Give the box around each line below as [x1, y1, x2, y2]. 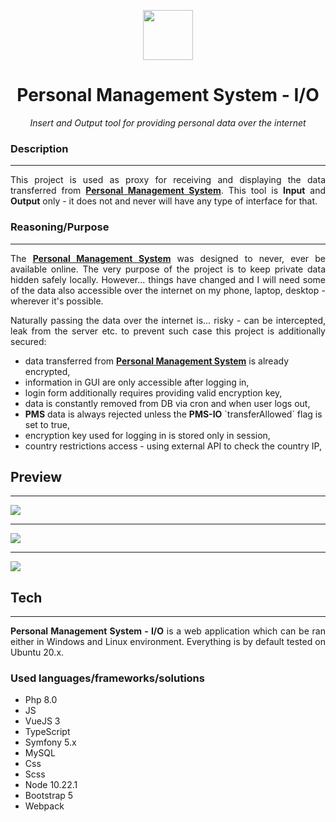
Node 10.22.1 [24, 779, 78, 791]
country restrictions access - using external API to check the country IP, [24, 440, 322, 452]
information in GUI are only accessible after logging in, [24, 376, 250, 388]
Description [10, 141, 69, 155]
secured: [10, 335, 47, 347]
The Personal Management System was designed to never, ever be [10, 252, 327, 264]
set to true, [24, 418, 70, 430]
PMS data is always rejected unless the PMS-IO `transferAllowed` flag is [24, 408, 323, 420]
